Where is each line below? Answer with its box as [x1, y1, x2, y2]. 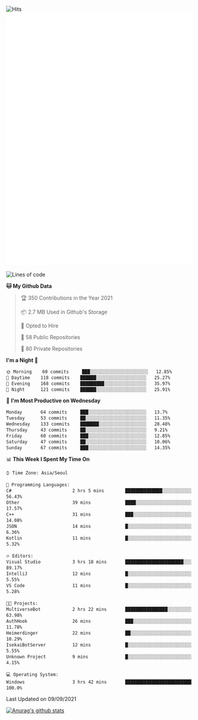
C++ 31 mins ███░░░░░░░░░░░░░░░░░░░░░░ [6, 511, 192, 517]
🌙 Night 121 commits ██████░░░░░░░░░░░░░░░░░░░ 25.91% [6, 386, 170, 393]
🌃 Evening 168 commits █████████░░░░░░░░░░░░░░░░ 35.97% [6, 380, 170, 387]
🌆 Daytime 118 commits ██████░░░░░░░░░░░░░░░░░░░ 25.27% [6, 374, 170, 381]
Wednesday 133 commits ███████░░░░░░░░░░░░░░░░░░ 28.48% [6, 421, 170, 427]
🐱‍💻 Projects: [6, 600, 38, 606]
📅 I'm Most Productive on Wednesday [6, 397, 100, 404]
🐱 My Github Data [6, 282, 52, 289]
